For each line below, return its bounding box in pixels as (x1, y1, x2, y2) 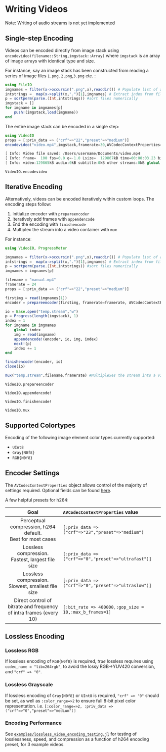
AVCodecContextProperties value (63, 508, 138, 515)
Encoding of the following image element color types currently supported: (5, 434, 156, 440)
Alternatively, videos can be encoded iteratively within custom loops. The (5, 196, 155, 201)
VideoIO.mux (5, 407, 30, 413)
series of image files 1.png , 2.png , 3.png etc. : (5, 73, 96, 79)
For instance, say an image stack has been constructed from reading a (5, 67, 149, 73)
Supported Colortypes (5, 421, 76, 430)
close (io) (5, 364, 26, 369)
